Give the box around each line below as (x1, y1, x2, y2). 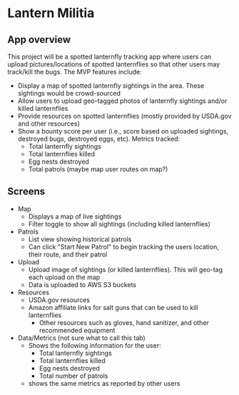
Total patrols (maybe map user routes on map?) (28, 165, 168, 173)
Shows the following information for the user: (28, 341, 161, 349)
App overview (7, 34, 71, 46)
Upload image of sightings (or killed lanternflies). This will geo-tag (28, 265, 223, 274)
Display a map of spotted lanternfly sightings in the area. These (17, 81, 205, 90)
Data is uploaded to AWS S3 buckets (28, 280, 137, 289)
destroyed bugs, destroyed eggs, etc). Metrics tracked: (17, 134, 180, 143)
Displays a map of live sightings (28, 212, 122, 221)
